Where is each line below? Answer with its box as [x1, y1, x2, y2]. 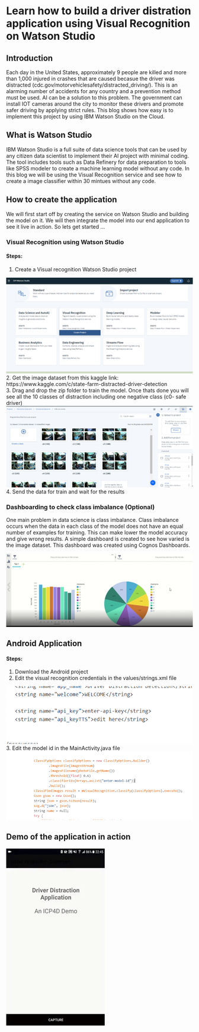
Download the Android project [14, 668, 88, 675]
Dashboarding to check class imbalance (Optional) [6, 503, 155, 511]
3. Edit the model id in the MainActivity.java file [6, 744, 120, 752]
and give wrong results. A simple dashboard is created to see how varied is [6, 536, 190, 543]
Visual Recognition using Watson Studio [6, 238, 124, 246]
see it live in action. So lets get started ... [6, 223, 105, 230]
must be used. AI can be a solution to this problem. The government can [6, 94, 182, 101]
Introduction [6, 53, 53, 63]
